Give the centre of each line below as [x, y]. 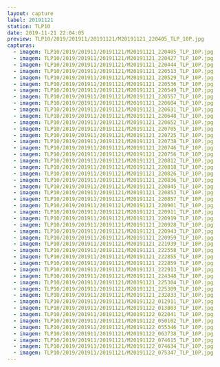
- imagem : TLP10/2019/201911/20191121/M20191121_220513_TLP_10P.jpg [113, 71]
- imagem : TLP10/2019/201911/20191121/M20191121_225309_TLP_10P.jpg [113, 289]
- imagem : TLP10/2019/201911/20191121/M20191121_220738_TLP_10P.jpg [113, 142]
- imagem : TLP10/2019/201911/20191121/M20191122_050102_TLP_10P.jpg [113, 321]
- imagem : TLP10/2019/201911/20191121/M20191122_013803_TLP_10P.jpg [113, 308]
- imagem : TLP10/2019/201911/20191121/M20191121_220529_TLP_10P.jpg [113, 77]
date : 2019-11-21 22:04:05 [46, 33]
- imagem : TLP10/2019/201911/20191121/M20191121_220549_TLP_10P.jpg [113, 90]
